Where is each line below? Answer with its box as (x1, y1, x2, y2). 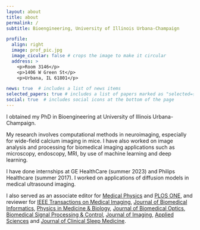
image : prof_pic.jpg (11, 47, 62, 54)
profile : (6, 36, 28, 42)
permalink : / (6, 20, 39, 26)
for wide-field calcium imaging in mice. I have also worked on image (6, 137, 174, 144)
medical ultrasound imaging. (6, 180, 76, 188)
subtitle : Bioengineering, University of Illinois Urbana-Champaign (6, 25, 180, 32)
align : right (11, 42, 44, 48)
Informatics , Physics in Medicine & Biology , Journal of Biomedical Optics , (6, 204, 186, 212)
